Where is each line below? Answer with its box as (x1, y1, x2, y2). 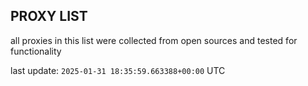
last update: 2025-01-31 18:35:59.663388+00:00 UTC (10, 64, 226, 76)
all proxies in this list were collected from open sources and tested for (10, 34, 298, 46)
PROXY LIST (10, 8, 88, 25)
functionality (10, 45, 62, 57)
